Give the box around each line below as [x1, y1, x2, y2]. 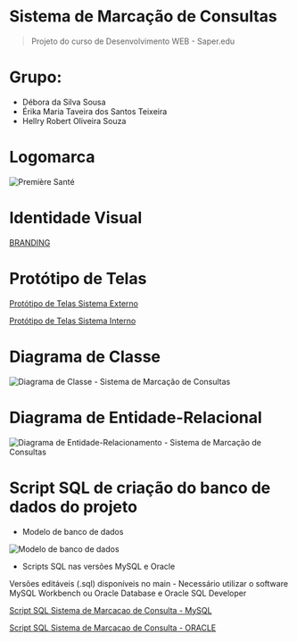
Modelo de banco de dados [21, 526, 124, 537]
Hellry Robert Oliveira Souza [21, 115, 127, 126]
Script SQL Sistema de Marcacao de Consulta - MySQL [9, 604, 212, 615]
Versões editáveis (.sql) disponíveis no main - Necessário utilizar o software [9, 578, 288, 588]
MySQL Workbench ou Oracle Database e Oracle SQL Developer [9, 588, 247, 598]
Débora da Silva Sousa [21, 96, 106, 107]
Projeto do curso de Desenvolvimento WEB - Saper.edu [30, 36, 235, 46]
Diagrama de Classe [9, 346, 161, 367]
